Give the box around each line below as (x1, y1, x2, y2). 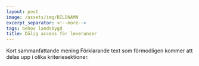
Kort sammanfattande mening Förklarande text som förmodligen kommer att (6, 47, 193, 54)
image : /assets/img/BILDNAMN (6, 14, 79, 20)
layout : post (6, 8, 39, 15)
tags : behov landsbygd (6, 25, 63, 32)
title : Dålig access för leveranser (6, 31, 97, 37)
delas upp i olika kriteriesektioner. (6, 54, 89, 61)
